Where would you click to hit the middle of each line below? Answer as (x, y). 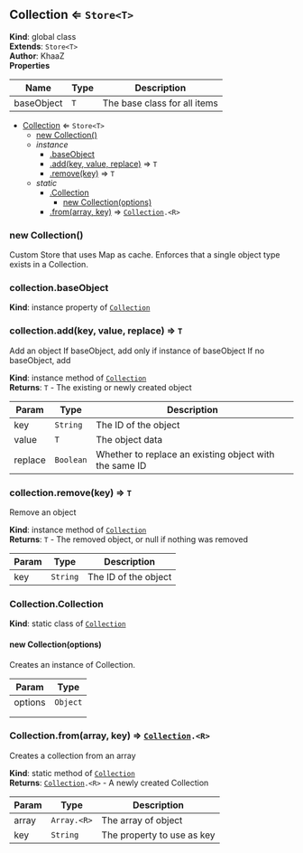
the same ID (121, 465)
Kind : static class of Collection (68, 623)
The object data (129, 439)
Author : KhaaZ (37, 56)
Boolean (71, 459)
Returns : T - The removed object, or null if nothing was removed (129, 539)
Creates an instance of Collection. (73, 664)
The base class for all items (161, 103)
